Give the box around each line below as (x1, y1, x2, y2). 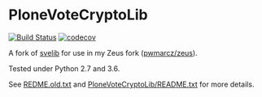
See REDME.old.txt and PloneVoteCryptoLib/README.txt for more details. (8, 79, 255, 89)
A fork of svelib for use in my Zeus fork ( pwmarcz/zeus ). (8, 48, 198, 57)
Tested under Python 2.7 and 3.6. (8, 63, 120, 74)
